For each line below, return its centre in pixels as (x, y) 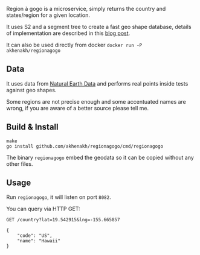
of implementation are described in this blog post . (68, 33)
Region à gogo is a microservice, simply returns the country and (86, 9)
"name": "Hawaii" (39, 241)
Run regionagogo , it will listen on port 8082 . (59, 197)
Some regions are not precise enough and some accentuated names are (96, 101)
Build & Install (32, 127)
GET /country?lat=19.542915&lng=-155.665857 (63, 220)
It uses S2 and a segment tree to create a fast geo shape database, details (99, 27)
